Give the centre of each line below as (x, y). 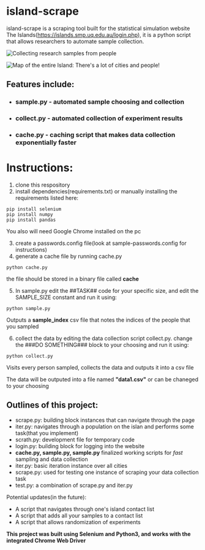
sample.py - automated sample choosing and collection (100, 102)
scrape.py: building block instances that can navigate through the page (105, 420)
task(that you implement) (47, 433)
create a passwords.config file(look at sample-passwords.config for (101, 243)
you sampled (23, 327)
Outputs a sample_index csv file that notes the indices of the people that (99, 320)
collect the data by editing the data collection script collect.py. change (104, 338)
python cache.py (27, 268)
